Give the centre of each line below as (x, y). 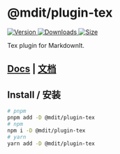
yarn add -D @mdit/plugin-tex (51, 144)
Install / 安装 (34, 95)
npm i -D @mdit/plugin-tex (46, 130)
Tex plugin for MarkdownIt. (46, 45)
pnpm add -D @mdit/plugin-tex (51, 118)
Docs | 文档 (32, 69)
